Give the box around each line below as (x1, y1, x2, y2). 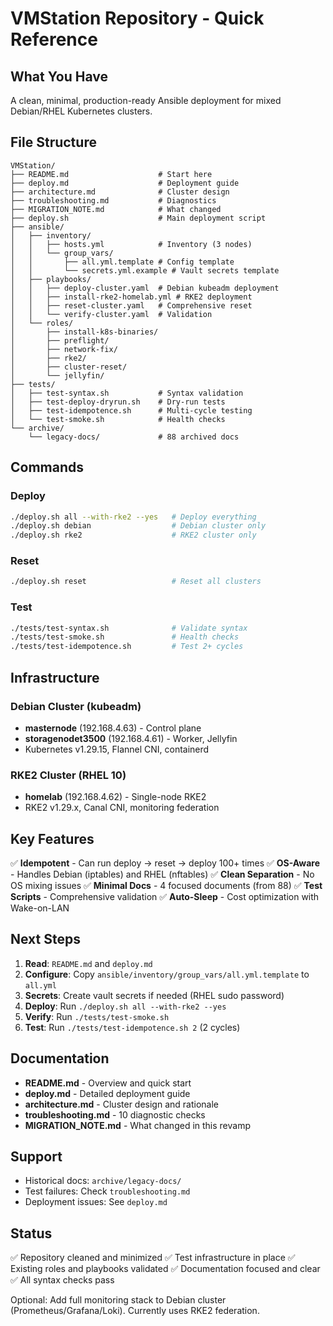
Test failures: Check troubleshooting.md (24, 1185, 191, 1197)
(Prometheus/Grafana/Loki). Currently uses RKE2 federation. (10, 1305, 260, 1317)
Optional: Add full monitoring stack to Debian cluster (10, 1294, 227, 1306)
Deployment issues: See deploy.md (24, 1196, 168, 1208)
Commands (10, 459, 85, 476)
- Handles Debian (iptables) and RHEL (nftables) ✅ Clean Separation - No (10, 868, 315, 881)
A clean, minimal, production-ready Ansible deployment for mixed (10, 95, 282, 106)
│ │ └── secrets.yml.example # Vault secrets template (10, 265, 280, 276)
